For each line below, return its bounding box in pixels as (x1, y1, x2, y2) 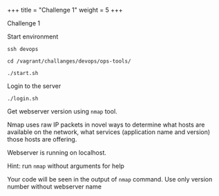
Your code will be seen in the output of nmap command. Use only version (7, 175, 213, 183)
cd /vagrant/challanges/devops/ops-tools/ (7, 58, 131, 65)
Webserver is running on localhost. (7, 149, 107, 157)
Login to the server (7, 82, 61, 90)
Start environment (7, 32, 59, 41)
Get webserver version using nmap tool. (7, 107, 117, 116)
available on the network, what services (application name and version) (7, 128, 211, 136)
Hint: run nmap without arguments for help (7, 162, 124, 170)
